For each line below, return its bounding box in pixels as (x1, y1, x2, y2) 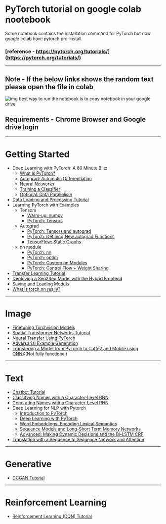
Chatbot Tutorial (12, 389, 45, 395)
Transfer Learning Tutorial (12, 270, 66, 276)
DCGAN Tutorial (12, 474, 45, 481)
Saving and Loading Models (12, 281, 69, 287)
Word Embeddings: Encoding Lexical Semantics (19, 420, 117, 426)
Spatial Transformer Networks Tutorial (12, 329, 90, 335)
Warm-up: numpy (27, 212, 63, 218)
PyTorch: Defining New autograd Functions (27, 233, 115, 239)
